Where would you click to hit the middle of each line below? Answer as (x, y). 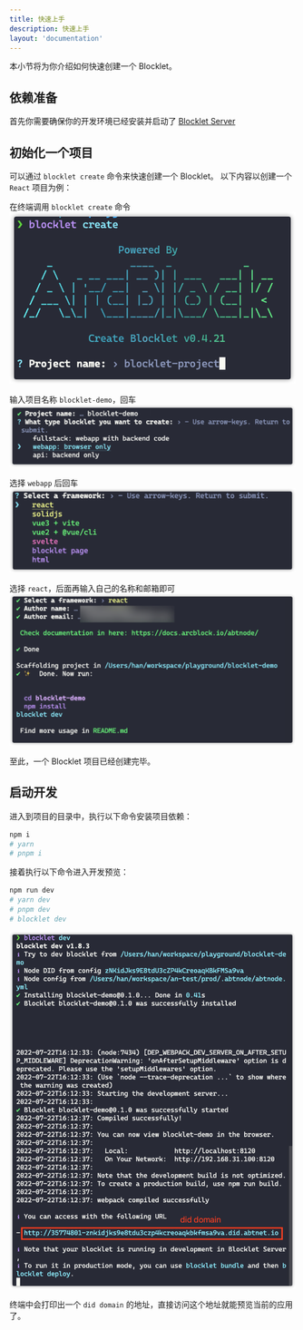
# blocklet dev (38, 919)
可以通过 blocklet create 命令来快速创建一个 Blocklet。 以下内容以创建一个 (151, 176)
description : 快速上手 (49, 29)
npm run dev (32, 890)
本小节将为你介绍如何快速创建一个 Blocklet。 (93, 66)
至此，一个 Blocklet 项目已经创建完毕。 (83, 761)
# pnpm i (26, 854)
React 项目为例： (41, 187)
